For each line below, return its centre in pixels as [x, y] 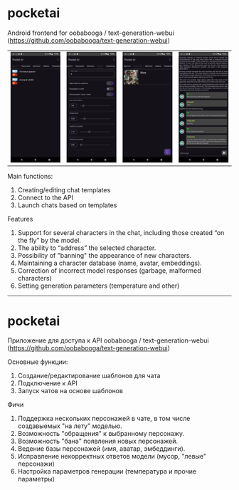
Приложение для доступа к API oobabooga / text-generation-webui [108, 340]
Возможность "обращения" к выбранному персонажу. [101, 434]
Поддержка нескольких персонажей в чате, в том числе [104, 419]
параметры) [36, 479]
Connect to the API [45, 197]
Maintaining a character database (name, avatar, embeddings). [110, 263]
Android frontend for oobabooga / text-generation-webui [91, 33]
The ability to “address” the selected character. [87, 248]
